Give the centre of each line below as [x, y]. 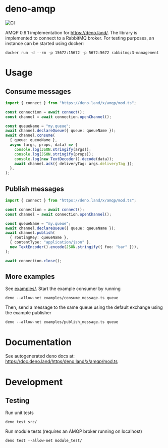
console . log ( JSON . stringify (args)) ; [53, 149]
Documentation [39, 342]
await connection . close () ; [34, 261]
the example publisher [28, 313]
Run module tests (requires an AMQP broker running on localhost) [74, 431]
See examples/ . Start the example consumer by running [63, 289]
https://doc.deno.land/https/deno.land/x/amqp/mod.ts [62, 361]
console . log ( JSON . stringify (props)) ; [54, 154]
